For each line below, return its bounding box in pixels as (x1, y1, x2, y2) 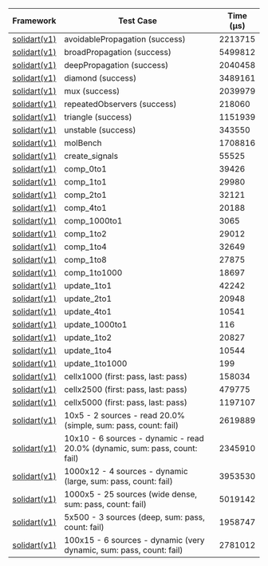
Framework (12, 15, 57, 26)
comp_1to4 (63, 241, 108, 252)
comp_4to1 (63, 203, 108, 213)
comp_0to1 (63, 164, 108, 174)
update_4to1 (63, 307, 112, 317)
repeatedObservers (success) (63, 99, 177, 109)
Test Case (118, 15, 158, 26)
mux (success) (63, 85, 120, 97)
